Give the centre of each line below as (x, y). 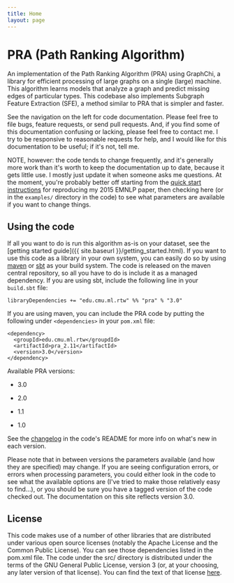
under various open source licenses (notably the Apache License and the (113, 543)
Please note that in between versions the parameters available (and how (111, 460)
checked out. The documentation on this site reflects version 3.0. (101, 497)
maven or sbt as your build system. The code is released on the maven (109, 266)
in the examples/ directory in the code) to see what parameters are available (116, 197)
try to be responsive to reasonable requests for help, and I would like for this (117, 139)
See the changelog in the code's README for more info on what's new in (112, 439)
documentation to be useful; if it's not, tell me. (73, 146)
